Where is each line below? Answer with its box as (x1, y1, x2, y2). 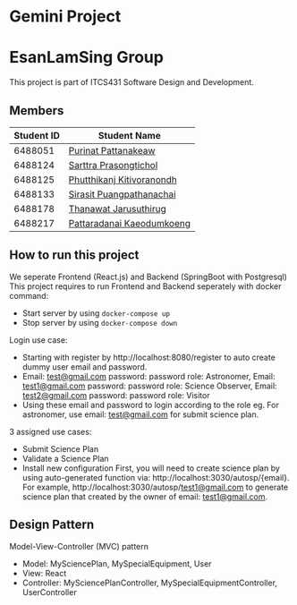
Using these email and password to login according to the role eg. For (21, 399, 279, 410)
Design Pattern (9, 517, 95, 533)
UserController (21, 586, 78, 597)
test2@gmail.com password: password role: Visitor (21, 389, 210, 400)
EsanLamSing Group (9, 47, 164, 68)
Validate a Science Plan (21, 453, 109, 464)
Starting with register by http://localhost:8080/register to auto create (21, 352, 276, 362)
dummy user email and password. (21, 361, 148, 372)
